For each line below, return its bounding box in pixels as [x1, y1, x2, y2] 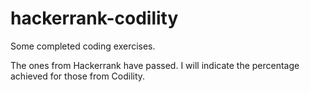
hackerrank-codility [10, 7, 179, 30]
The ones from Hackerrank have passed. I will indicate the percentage [10, 59, 300, 71]
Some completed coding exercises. [10, 40, 156, 52]
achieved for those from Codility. [10, 70, 146, 82]
